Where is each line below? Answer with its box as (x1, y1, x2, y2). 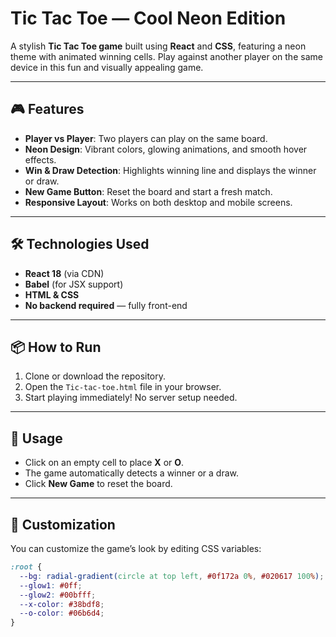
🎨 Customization (10, 516, 116, 533)
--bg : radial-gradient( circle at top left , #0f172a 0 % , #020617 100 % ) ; (19, 571, 325, 581)
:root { (10, 562, 43, 572)
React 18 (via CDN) (24, 267, 105, 279)
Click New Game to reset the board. (24, 478, 173, 490)
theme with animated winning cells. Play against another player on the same (10, 50, 323, 62)
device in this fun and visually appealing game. (10, 61, 204, 73)
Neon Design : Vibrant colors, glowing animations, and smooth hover (24, 143, 308, 155)
